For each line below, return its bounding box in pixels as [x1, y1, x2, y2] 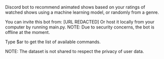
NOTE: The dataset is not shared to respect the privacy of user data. [5, 49, 144, 54]
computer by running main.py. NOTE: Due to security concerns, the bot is [5, 24, 155, 30]
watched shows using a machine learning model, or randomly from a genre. [5, 9, 159, 15]
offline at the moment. [5, 29, 50, 35]
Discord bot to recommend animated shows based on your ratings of [5, 4, 146, 10]
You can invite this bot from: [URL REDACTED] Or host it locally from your [5, 19, 155, 25]
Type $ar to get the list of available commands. [5, 39, 101, 45]
